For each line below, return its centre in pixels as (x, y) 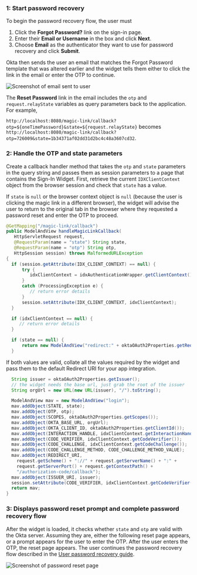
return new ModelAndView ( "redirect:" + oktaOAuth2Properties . (99, 346)
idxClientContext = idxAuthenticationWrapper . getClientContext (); (112, 275)
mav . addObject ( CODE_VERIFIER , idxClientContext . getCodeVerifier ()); (97, 439)
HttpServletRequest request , (49, 237)
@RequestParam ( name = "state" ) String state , (70, 242)
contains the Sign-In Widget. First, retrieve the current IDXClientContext (93, 179)
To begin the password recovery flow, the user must (69, 21)
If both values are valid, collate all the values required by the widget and (93, 362)
